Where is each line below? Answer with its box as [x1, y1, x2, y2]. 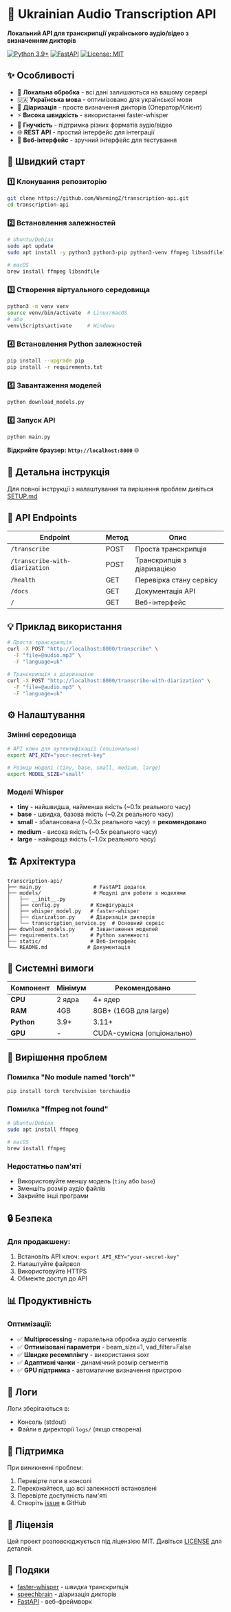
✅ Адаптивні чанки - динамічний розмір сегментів [16, 1358, 168, 1367]
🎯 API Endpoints [7, 512, 78, 524]
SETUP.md [7, 492, 38, 500]
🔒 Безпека [7, 1212, 53, 1224]
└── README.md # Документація [7, 943, 131, 950]
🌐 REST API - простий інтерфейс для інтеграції [16, 127, 155, 136]
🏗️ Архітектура [7, 856, 76, 868]
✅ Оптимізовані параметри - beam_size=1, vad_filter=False [16, 1343, 191, 1351]
